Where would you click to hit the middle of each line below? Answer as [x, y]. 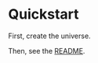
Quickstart [44, 14]
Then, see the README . [47, 51]
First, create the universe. [50, 36]
